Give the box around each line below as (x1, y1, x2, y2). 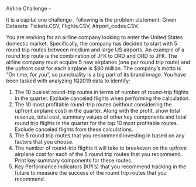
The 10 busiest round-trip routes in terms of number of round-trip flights (14, 89, 189, 95)
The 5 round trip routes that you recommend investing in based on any (14, 132, 185, 139)
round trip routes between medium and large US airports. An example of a (6, 46, 185, 53)
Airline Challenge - (6, 5, 51, 12)
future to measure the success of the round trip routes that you (14, 169, 167, 176)
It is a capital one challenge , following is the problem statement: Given (6, 16, 177, 23)
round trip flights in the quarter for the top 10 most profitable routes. (14, 120, 178, 126)
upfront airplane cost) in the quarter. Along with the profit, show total (14, 108, 181, 114)
